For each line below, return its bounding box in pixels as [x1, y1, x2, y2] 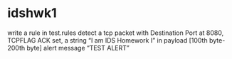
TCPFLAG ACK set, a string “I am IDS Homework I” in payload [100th [7, 36, 208, 44]
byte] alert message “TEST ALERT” [26, 43, 130, 52]
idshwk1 [7, 5, 57, 21]
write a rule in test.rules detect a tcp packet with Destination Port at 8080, [7, 28, 224, 37]
